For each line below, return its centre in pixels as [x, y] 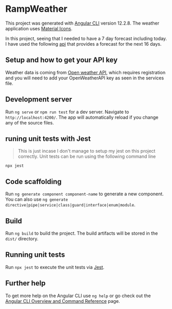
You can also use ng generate [37, 199]
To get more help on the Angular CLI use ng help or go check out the [78, 296]
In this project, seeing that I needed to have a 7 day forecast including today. [86, 38]
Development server [39, 100]
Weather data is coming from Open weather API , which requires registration [85, 72]
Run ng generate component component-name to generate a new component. [85, 194]
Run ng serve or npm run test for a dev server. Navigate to [67, 112]
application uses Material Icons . [39, 28]
